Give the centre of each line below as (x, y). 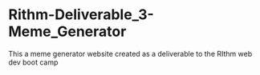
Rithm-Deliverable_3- (81, 15)
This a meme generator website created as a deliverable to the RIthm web (130, 53)
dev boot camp (33, 62)
